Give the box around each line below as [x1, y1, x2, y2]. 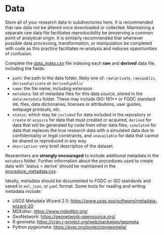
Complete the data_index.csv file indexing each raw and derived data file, [5, 60, 156, 66]
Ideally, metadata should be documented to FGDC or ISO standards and [5, 178, 151, 184]
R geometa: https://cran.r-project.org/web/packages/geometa [12, 219, 139, 225]
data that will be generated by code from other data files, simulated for [12, 122, 157, 128]
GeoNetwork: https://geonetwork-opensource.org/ [12, 213, 116, 219]
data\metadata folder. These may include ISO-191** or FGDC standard [12, 96, 156, 101]
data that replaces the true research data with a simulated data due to [12, 127, 155, 133]
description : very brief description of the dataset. [12, 143, 114, 149]
